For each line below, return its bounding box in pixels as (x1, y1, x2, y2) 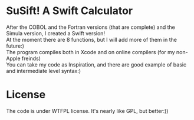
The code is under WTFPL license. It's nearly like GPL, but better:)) (6, 107, 169, 114)
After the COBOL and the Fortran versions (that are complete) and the (6, 24, 175, 31)
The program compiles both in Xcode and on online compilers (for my (6, 48, 175, 55)
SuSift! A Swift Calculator (6, 4, 133, 18)
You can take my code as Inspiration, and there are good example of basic (6, 61, 187, 68)
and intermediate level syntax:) (6, 67, 81, 74)
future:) (6, 42, 25, 49)
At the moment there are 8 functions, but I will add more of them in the (6, 36, 177, 43)
